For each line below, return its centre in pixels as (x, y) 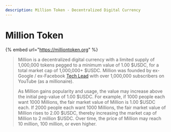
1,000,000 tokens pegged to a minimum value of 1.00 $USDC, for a (88, 65)
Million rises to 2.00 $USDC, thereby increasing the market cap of (87, 113)
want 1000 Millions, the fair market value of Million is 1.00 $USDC (87, 102)
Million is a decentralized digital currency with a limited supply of (86, 59)
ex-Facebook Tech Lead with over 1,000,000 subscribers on (101, 76)
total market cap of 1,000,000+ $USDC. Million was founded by (85, 70)
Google (26, 76)
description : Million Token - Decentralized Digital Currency (73, 10)
